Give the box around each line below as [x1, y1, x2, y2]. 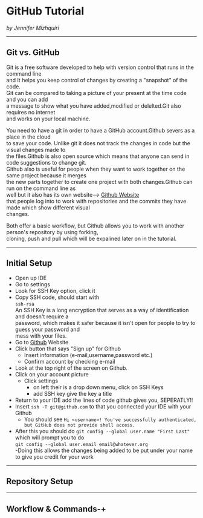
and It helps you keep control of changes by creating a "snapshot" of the [6, 76, 188, 84]
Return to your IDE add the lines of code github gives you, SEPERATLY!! [14, 396, 193, 404]
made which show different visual [6, 204, 91, 211]
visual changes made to [6, 146, 66, 153]
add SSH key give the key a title [33, 390, 112, 397]
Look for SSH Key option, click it [14, 287, 95, 294]
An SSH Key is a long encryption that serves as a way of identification [14, 306, 189, 313]
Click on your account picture [14, 370, 89, 378]
